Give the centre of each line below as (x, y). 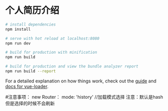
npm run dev (18, 43)
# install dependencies (31, 24)
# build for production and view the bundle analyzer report (72, 66)
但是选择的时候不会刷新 (30, 103)
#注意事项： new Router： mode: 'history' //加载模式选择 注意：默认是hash (84, 97)
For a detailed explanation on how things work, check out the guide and (81, 81)
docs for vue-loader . (27, 86)
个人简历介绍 (33, 10)
